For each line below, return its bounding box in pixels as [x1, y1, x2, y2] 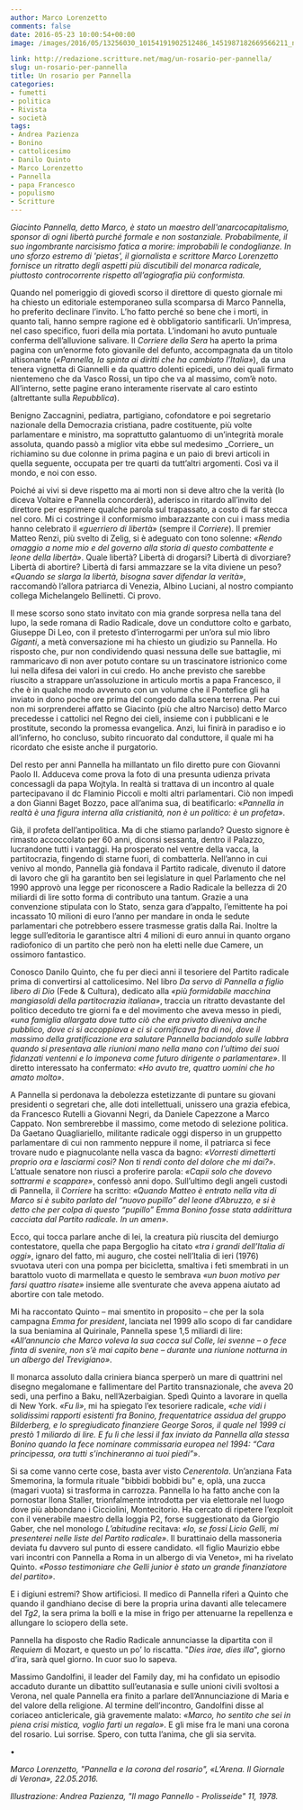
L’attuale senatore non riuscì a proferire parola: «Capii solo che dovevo [10, 1166, 272, 1176]
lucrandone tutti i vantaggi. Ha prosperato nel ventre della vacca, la [10, 844, 259, 855]
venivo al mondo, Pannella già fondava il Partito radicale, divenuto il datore [10, 863, 287, 873]
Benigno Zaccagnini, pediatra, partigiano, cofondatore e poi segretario [10, 410, 272, 420]
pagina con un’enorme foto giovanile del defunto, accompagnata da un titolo [10, 344, 293, 355]
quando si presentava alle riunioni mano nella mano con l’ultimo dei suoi [10, 1043, 280, 1054]
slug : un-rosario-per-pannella [10, 63, 128, 72]
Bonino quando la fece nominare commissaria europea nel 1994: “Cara [10, 1439, 275, 1449]
